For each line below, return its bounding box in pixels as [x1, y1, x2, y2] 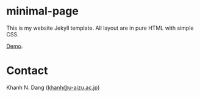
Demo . [6, 42, 23, 50]
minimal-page [6, 4, 79, 18]
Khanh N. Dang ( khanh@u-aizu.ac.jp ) [6, 84, 100, 91]
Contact [6, 64, 48, 78]
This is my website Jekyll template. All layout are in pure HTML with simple [6, 24, 194, 32]
